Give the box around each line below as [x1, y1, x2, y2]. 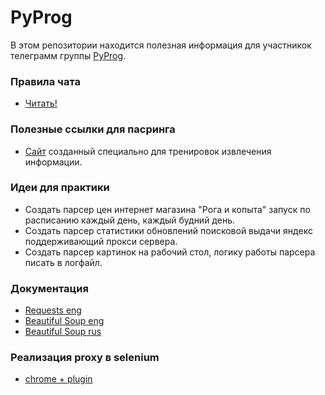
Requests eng [24, 304, 82, 316]
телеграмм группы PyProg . [10, 49, 127, 61]
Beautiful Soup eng [24, 315, 105, 327]
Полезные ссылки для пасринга [10, 122, 176, 136]
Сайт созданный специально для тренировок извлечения [24, 145, 272, 157]
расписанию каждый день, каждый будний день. [24, 214, 235, 226]
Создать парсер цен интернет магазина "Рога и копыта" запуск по [24, 203, 311, 215]
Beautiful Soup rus [24, 326, 102, 338]
